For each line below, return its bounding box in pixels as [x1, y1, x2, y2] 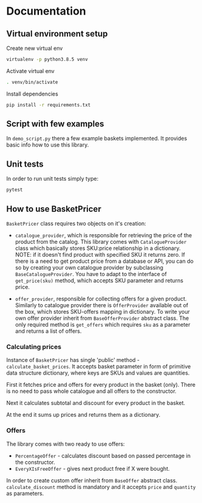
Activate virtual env [6, 67, 55, 74]
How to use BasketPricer [6, 204, 101, 214]
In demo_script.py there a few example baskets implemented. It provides [6, 135, 187, 142]
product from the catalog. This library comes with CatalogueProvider [15, 238, 187, 245]
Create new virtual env [6, 44, 63, 52]
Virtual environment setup [6, 29, 108, 39]
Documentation [6, 4, 87, 18]
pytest [6, 187, 23, 193]
